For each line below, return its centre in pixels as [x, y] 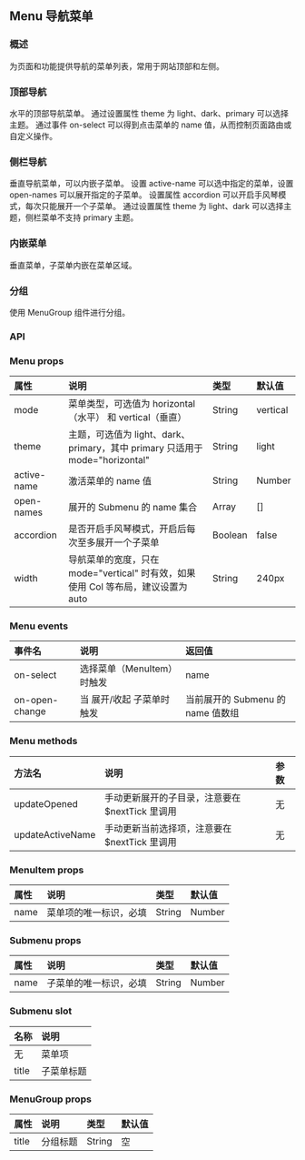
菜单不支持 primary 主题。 [89, 217]
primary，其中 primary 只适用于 [135, 449]
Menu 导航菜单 [51, 16]
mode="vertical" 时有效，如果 [132, 573]
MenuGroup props [51, 1099]
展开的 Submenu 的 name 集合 [133, 508]
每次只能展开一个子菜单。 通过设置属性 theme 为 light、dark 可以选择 [154, 207]
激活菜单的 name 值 [110, 481]
